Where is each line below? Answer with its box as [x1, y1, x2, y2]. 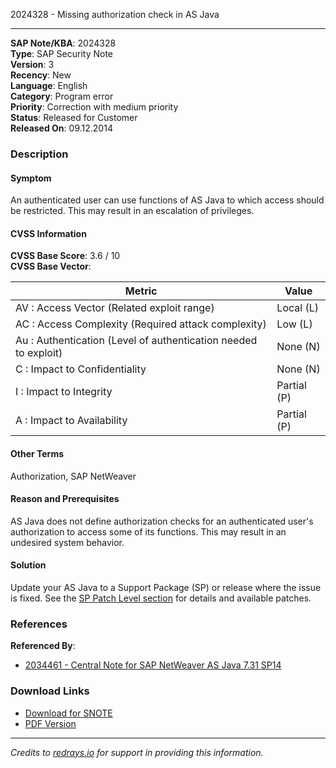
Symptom [10, 172, 52, 184]
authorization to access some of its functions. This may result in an [10, 525, 287, 538]
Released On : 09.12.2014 [10, 122, 113, 134]
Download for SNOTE [24, 707, 113, 719]
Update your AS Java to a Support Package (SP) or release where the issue [10, 581, 322, 593]
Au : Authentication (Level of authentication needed [15, 334, 258, 348]
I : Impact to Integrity [15, 385, 113, 399]
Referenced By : [10, 640, 76, 652]
